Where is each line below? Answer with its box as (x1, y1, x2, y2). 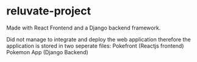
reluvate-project (6, 4, 91, 18)
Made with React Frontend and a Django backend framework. (6, 24, 161, 31)
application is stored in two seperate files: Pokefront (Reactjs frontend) (6, 42, 184, 49)
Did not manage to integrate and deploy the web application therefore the (6, 36, 191, 43)
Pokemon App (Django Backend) (6, 48, 88, 55)
